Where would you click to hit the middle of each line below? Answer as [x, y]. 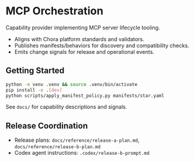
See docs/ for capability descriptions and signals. [66, 107]
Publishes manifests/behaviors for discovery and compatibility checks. [102, 45]
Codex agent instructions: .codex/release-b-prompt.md [82, 153]
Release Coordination [47, 126]
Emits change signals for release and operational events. [84, 51]
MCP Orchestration [55, 11]
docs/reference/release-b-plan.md [57, 147]
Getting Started [35, 71]
